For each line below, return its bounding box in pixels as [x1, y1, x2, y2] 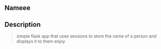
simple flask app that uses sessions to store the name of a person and [16, 33, 157, 39]
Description [4, 20, 41, 29]
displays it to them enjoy [16, 38, 65, 44]
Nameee [4, 4, 31, 12]
